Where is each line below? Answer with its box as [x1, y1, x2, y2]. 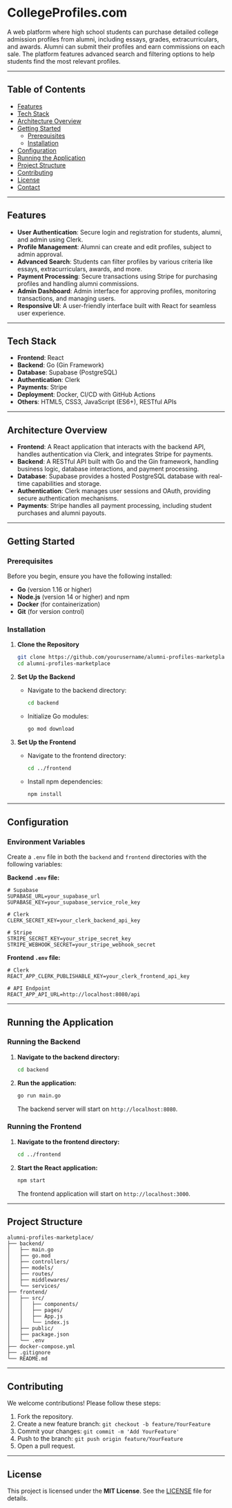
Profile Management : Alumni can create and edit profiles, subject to [17, 242, 212, 251]
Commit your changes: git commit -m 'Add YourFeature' [17, 1427, 180, 1435]
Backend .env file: [7, 873, 60, 882]
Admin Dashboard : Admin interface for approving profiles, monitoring [17, 287, 216, 295]
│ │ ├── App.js [7, 1313, 64, 1320]
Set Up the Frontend [17, 738, 77, 746]
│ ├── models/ [7, 1264, 54, 1271]
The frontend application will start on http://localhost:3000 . [17, 1189, 191, 1198]
